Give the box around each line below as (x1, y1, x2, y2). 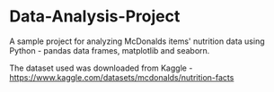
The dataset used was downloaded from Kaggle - (9, 63, 193, 73)
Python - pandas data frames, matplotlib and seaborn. (9, 45, 210, 55)
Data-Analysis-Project (9, 6, 181, 27)
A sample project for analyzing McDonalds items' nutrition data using (9, 36, 265, 46)
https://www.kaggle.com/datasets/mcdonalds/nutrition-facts (9, 71, 234, 82)
